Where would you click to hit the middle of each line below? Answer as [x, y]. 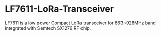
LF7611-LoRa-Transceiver [59, 9]
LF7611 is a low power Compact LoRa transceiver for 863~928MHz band [80, 23]
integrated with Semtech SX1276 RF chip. [48, 28]
